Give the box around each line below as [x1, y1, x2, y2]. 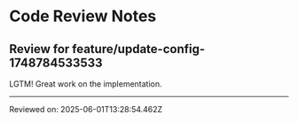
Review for [9, 42, 70, 57]
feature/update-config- [72, 42, 206, 57]
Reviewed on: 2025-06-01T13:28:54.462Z [9, 104, 163, 114]
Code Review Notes [9, 6, 157, 27]
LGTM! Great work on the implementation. [9, 79, 162, 89]
